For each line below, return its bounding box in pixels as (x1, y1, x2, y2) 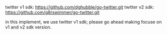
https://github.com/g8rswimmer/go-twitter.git (5, 9, 100, 15)
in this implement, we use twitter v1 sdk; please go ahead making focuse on (5, 19, 162, 25)
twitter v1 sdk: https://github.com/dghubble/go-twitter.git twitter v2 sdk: (5, 4, 154, 10)
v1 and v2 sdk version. (5, 24, 52, 30)
